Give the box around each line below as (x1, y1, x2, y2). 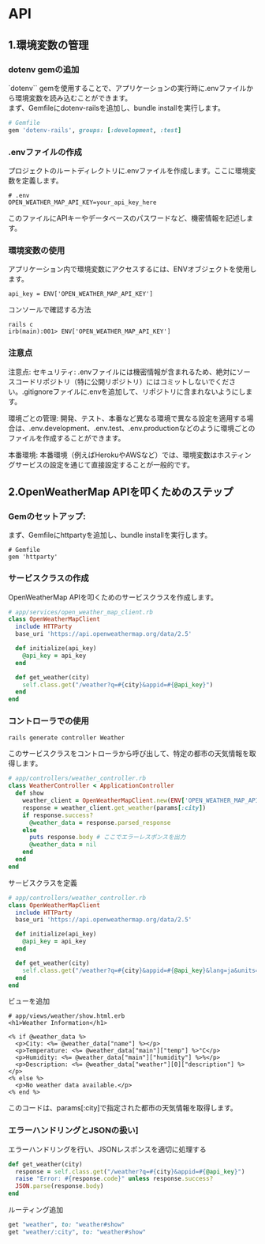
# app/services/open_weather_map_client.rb (8, 608, 154, 616)
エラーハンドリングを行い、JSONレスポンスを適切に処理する (8, 1144, 207, 1154)
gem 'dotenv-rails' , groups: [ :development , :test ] (8, 126, 181, 134)
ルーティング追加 (8, 1205, 64, 1215)
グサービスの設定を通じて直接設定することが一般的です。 (8, 459, 195, 469)
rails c (8, 321, 34, 329)
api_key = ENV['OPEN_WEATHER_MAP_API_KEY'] (8, 290, 154, 298)
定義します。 (21, 176, 63, 185)
